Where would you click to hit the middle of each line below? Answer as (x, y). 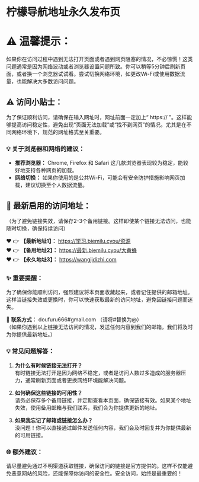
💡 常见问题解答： (30, 352)
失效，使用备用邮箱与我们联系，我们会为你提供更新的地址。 (87, 407)
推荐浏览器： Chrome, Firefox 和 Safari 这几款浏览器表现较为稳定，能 (99, 163)
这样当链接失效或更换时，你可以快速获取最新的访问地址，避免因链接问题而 (97, 299)
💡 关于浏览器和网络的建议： (45, 149)
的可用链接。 (30, 435)
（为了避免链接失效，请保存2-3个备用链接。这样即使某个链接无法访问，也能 (99, 221)
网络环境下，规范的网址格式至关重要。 (58, 132)
